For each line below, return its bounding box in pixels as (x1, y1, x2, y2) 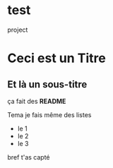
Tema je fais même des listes (7, 110, 92, 119)
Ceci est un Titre (7, 50, 106, 66)
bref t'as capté (7, 152, 51, 161)
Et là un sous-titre (7, 78, 88, 90)
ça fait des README (7, 97, 66, 105)
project (7, 25, 28, 34)
